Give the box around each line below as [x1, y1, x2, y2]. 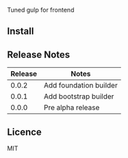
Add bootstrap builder [43, 92, 114, 101]
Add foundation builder [43, 81, 118, 90]
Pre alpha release [43, 103, 100, 112]
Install [7, 25, 34, 37]
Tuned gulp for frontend [7, 6, 75, 14]
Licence [7, 126, 42, 137]
